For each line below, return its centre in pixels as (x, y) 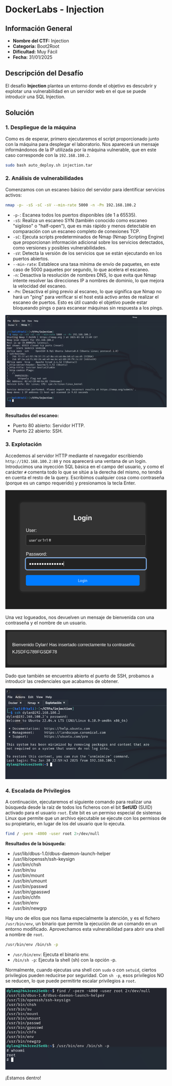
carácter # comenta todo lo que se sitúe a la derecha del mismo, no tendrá (84, 472)
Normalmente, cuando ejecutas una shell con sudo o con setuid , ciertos (81, 970)
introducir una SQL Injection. (35, 97)
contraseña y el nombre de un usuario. (46, 623)
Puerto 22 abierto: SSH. (38, 431)
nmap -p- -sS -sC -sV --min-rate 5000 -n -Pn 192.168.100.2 (71, 205)
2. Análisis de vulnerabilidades (44, 178)
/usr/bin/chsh (27, 864)
